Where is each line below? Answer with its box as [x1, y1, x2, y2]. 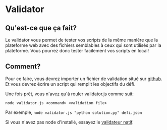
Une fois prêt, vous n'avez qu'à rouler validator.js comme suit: [5, 91, 134, 97]
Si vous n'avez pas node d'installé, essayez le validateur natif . [5, 119, 134, 125]
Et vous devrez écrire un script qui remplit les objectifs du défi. [5, 81, 136, 87]
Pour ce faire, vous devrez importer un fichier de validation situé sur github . [5, 76, 162, 82]
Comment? [5, 62, 41, 71]
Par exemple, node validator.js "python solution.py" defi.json [5, 109, 142, 115]
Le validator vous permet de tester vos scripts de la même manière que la [5, 37, 158, 43]
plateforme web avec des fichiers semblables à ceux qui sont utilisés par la [5, 42, 161, 48]
